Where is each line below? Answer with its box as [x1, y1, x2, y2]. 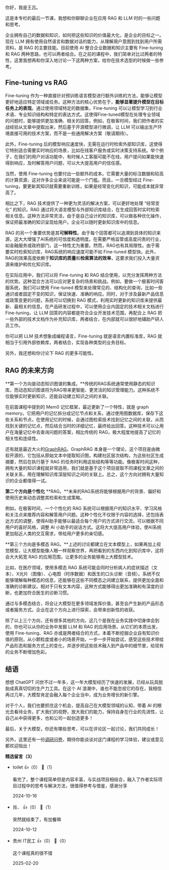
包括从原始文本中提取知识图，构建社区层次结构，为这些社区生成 [31, 452, 164, 458]
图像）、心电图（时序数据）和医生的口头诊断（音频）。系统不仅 [32, 571, 160, 577]
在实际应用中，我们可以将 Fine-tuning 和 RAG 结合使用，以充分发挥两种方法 [5, 272, 162, 278]
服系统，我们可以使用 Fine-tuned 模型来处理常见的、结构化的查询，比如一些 [5, 284, 163, 291]
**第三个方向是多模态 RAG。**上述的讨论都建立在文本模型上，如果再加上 [5, 541, 157, 547]
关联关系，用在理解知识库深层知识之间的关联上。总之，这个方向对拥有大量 [5, 471, 159, 477]
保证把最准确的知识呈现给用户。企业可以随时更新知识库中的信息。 [5, 219, 142, 225]
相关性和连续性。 [5, 435, 41, 441]
